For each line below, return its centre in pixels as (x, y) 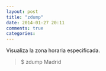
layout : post (22, 12)
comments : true (25, 28)
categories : (21, 34)
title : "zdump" (25, 17)
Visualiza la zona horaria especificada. (53, 50)
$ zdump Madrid (41, 62)
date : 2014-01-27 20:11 (36, 22)
